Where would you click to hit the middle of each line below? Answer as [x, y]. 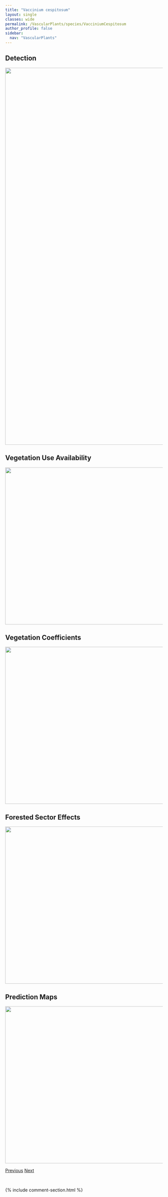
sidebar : [14, 33]
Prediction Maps [31, 997]
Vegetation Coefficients [43, 637]
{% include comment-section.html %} [44, 1190]
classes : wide [20, 19]
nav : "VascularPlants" [33, 38]
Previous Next [20, 1170]
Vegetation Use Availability [48, 458]
